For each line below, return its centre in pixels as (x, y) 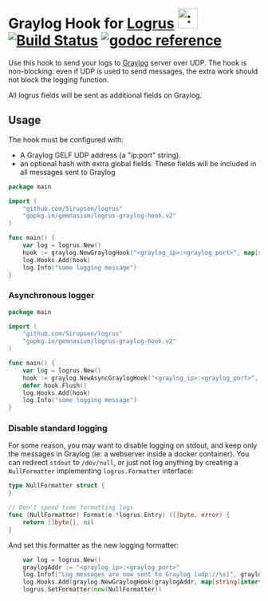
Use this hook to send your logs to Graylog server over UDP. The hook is (128, 62)
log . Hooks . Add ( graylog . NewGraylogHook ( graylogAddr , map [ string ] (132, 582)
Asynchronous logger (51, 296)
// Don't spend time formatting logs (71, 507)
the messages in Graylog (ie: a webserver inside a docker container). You (129, 454)
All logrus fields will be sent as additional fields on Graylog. (105, 95)
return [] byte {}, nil (58, 522)
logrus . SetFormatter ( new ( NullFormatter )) (92, 590)
